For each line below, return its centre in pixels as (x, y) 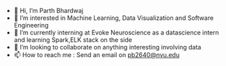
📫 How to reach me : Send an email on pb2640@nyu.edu (96, 55)
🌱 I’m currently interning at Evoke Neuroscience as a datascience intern (116, 32)
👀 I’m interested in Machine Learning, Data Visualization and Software (114, 18)
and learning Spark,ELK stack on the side (73, 40)
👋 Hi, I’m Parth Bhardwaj (48, 11)
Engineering (31, 25)
